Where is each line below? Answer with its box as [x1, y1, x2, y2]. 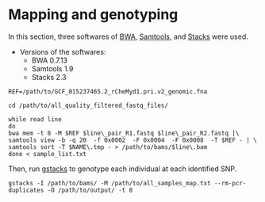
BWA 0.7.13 [31, 55, 68, 65]
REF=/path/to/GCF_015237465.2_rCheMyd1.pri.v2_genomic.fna [8, 87, 208, 96]
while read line [8, 115, 62, 124]
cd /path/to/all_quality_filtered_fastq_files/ [8, 101, 169, 109]
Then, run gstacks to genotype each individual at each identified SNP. [8, 164, 237, 173]
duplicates [8, 186, 44, 194]
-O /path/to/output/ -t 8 [47, 186, 133, 194]
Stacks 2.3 [31, 72, 67, 82]
